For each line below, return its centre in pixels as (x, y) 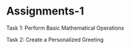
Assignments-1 (45, 11)
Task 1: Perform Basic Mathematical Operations (65, 28)
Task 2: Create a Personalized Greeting (55, 39)
